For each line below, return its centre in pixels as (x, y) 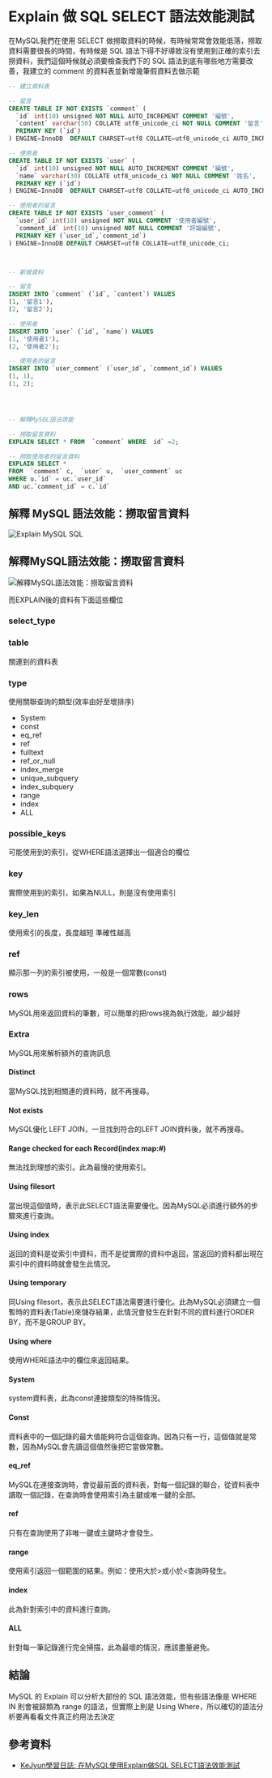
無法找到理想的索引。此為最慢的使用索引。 (79, 1167)
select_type (32, 621)
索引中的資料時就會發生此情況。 (62, 1263)
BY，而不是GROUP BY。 (49, 1323)
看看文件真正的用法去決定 (72, 1716)
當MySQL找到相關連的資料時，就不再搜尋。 (81, 1092)
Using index (29, 1235)
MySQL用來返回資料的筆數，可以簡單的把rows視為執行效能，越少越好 (125, 1013)
